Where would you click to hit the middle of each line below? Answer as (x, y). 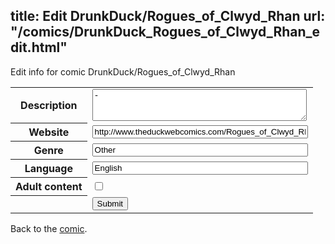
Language (48, 169)
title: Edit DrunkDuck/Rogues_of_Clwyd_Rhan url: (168, 16)
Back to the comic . (49, 228)
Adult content (49, 187)
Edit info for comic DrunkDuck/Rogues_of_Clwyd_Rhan (123, 71)
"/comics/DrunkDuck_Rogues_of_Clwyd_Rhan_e (165, 32)
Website (49, 132)
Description (49, 106)
